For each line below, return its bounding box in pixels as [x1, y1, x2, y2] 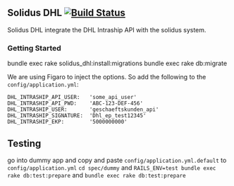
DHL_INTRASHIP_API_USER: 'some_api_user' [7, 94, 137, 101]
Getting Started [7, 43, 61, 53]
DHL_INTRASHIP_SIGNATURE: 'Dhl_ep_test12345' [7, 112, 147, 119]
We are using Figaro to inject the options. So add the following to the [7, 73, 207, 81]
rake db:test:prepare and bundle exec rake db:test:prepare [7, 171, 186, 179]
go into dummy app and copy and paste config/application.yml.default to [7, 156, 227, 164]
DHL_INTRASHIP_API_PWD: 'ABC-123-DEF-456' [7, 100, 143, 107]
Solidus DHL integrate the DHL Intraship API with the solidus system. [7, 25, 207, 34]
